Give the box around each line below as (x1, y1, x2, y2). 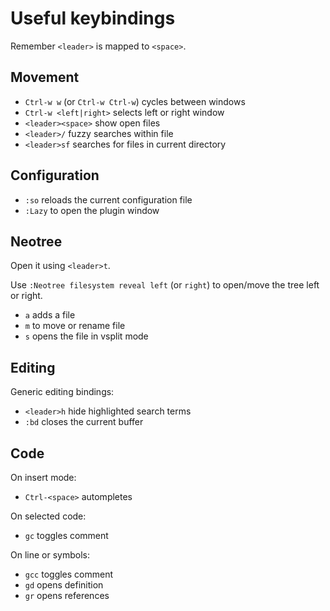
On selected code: (10, 510, 87, 522)
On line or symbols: (10, 549, 90, 561)
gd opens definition (24, 579, 104, 591)
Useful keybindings (10, 7, 176, 30)
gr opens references (24, 590, 110, 601)
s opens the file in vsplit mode (24, 330, 149, 342)
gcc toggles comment (24, 568, 114, 580)
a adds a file (24, 309, 76, 321)
